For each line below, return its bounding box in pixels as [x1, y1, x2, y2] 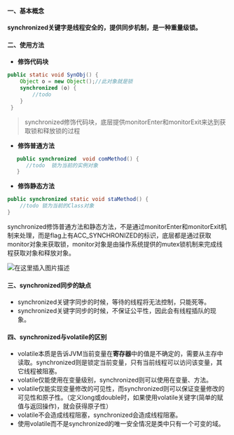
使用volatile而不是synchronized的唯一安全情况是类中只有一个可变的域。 [17, 420, 225, 428]
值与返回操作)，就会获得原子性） [17, 402, 112, 410]
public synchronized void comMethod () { [16, 155, 139, 163]
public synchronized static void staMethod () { [7, 196, 149, 203]
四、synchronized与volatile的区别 [7, 333, 107, 341]
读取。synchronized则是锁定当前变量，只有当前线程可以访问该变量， [17, 358, 216, 367]
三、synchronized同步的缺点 [7, 281, 92, 289]
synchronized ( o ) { [20, 85, 77, 92]
